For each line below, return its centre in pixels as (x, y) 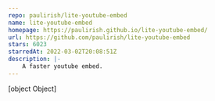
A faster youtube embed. (63, 67)
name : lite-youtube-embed (50, 23)
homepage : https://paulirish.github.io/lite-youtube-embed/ (108, 30)
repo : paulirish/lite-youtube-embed (68, 15)
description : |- (34, 60)
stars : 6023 (27, 45)
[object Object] (32, 88)
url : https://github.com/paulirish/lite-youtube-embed (99, 37)
